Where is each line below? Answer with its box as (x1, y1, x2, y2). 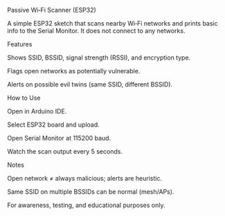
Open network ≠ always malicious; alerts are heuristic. (7, 174, 163, 182)
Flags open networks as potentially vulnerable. (7, 67, 141, 75)
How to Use (7, 93, 41, 102)
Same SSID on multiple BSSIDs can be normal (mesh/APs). (7, 188, 174, 196)
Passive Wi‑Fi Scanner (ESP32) (7, 6, 97, 14)
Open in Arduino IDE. (7, 107, 67, 115)
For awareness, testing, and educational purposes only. (7, 201, 165, 209)
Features (7, 40, 33, 48)
